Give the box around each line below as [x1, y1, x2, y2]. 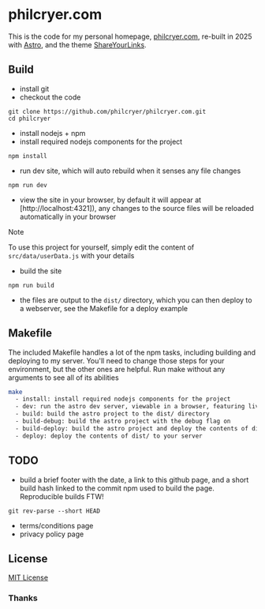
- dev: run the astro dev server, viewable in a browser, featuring [15, 403, 245, 411]
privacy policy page [19, 529, 84, 539]
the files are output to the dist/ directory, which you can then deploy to [19, 295, 252, 305]
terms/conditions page [19, 521, 94, 530]
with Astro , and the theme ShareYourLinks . [8, 39, 147, 49]
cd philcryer [8, 115, 51, 122]
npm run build [8, 281, 55, 289]
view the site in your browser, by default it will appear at [19, 195, 202, 205]
